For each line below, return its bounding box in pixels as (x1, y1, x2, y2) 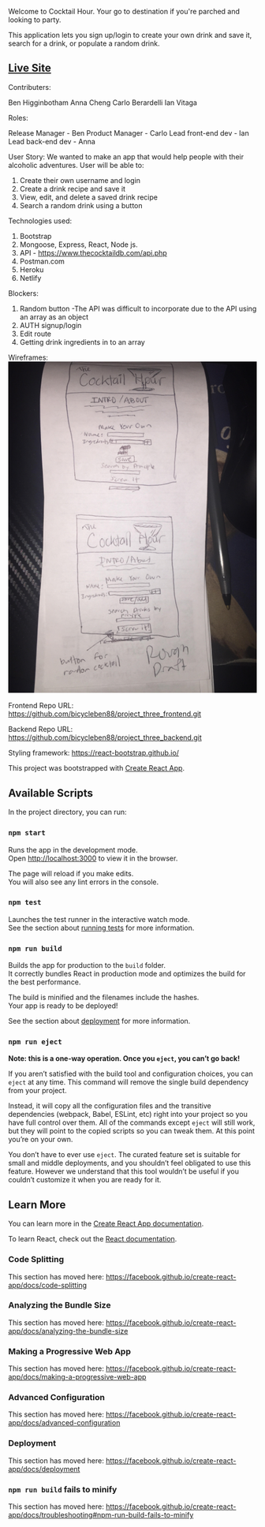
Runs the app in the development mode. (8, 845, 138, 854)
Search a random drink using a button (19, 200, 144, 210)
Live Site (8, 62, 51, 75)
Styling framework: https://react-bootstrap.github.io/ (8, 749, 180, 758)
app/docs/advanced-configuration (8, 1418, 121, 1428)
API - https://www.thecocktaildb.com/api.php (19, 248, 167, 257)
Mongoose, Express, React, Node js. (19, 240, 138, 249)
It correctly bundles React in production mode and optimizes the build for (8, 969, 246, 979)
